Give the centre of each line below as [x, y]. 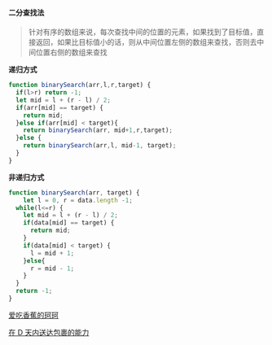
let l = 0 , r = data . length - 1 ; [78, 200]
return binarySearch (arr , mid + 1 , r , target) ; [98, 130]
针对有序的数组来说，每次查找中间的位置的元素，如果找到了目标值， [143, 32]
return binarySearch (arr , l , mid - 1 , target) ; [100, 146]
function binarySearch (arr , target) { [74, 192]
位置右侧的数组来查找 [71, 52]
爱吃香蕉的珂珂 [33, 315]
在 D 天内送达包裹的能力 [49, 332]
